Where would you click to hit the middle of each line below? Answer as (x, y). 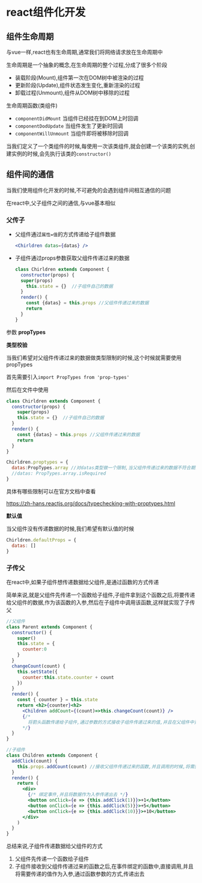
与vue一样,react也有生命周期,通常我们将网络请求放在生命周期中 (85, 52)
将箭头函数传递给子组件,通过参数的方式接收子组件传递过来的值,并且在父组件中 (111, 722)
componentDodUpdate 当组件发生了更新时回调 (69, 126)
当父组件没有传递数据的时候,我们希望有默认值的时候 (70, 528)
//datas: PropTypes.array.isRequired (59, 473)
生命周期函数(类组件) (32, 105)
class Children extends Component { (52, 756)
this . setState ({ (38, 672)
